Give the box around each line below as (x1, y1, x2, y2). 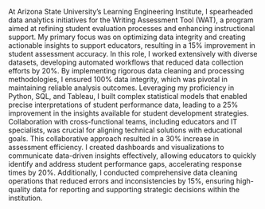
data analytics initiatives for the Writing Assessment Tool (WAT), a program (8, 15, 254, 25)
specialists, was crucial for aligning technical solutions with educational (8, 125, 243, 135)
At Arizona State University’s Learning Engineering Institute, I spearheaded (8, 7, 253, 16)
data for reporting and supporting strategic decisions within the (32, 185, 240, 194)
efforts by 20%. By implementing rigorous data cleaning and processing (8, 66, 245, 75)
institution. (8, 193, 43, 203)
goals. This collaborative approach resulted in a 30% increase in (8, 134, 220, 143)
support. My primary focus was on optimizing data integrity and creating (8, 32, 246, 41)
